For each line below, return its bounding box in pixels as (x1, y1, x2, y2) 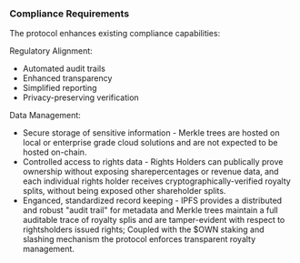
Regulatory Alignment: (9, 46, 93, 56)
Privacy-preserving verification (22, 92, 139, 103)
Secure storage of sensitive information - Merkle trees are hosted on (22, 127, 280, 138)
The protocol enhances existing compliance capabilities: (9, 28, 221, 39)
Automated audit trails (22, 63, 106, 75)
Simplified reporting (22, 83, 97, 94)
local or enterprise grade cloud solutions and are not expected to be (22, 137, 278, 148)
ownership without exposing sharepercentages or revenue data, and (22, 167, 279, 177)
